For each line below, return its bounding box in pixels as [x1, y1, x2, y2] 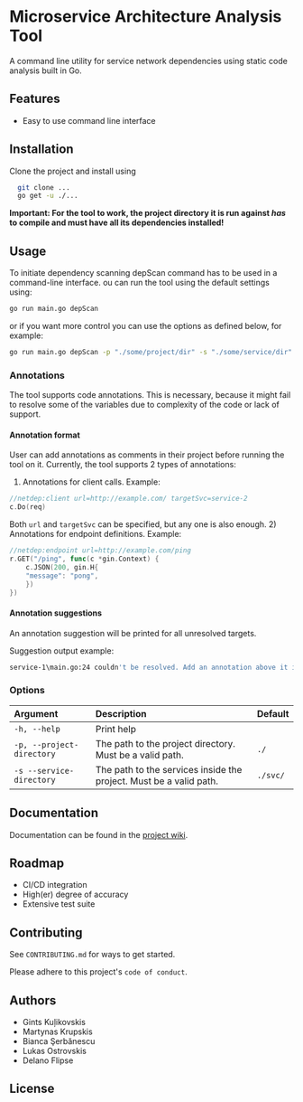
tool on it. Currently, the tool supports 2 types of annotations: [9, 459, 236, 470]
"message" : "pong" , [25, 571, 99, 580]
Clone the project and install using [9, 165, 137, 176]
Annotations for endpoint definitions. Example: [9, 529, 182, 540]
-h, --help [14, 723, 60, 734]
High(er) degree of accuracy [22, 889, 129, 900]
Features [9, 91, 60, 107]
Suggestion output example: [9, 645, 115, 656]
